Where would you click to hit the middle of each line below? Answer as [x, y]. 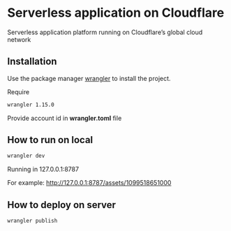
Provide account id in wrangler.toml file [65, 118]
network [19, 39]
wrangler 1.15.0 [31, 105]
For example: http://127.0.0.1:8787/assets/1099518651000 [89, 183]
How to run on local [50, 140]
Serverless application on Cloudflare [116, 13]
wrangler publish [32, 221]
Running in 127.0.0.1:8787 [43, 170]
